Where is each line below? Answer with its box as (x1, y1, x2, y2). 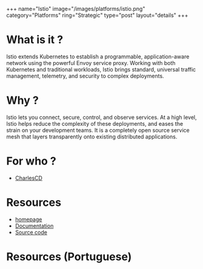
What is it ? (6, 33, 64, 47)
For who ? (6, 154, 56, 168)
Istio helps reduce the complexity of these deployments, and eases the (6, 120, 184, 127)
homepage (15, 216, 42, 223)
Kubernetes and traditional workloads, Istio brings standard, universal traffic (6, 66, 196, 73)
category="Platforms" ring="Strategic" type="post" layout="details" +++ (6, 12, 189, 19)
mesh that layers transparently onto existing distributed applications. (6, 133, 178, 140)
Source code (15, 228, 47, 236)
